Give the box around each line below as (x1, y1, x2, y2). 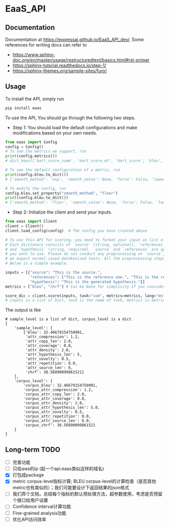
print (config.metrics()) (5, 153, 57, 159)
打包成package (12, 472, 44, 478)
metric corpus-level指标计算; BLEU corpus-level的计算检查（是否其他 (12, 478, 156, 485)
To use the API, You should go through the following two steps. (5, 115, 136, 121)
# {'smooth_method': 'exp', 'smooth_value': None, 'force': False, (5, 177, 150, 182)
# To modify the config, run (5, 186, 66, 191)
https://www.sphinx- (12, 51, 55, 58)
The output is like (5, 307, 41, 313)
